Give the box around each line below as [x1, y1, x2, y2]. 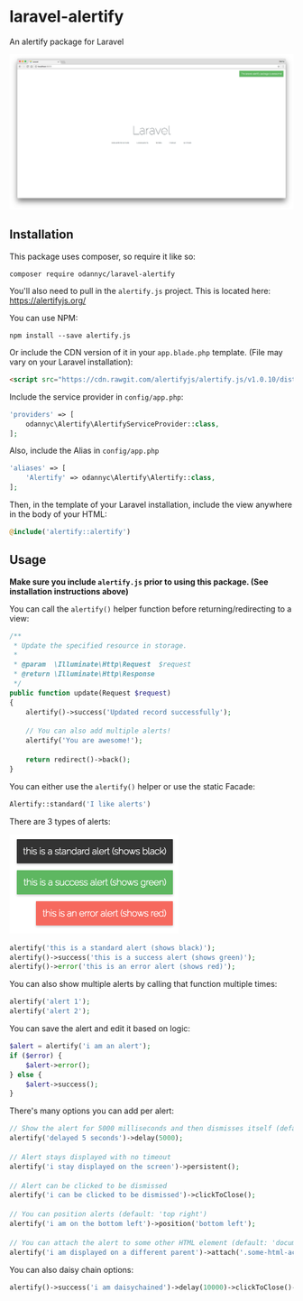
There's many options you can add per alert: [9, 1105, 174, 1116]
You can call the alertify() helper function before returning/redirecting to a [9, 603, 292, 614]
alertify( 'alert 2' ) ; [9, 1007, 91, 1016]
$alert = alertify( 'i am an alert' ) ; [9, 1042, 151, 1051]
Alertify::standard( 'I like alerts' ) [9, 799, 151, 808]
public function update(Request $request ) [9, 688, 171, 697]
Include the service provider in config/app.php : [9, 391, 184, 402]
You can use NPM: [9, 312, 78, 323]
